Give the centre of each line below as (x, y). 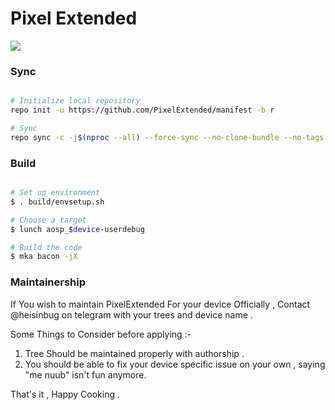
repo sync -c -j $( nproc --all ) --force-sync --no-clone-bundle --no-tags (167, 137)
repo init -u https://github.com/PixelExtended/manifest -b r (142, 110)
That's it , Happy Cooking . (65, 394)
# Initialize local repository (75, 101)
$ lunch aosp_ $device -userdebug (77, 229)
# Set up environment (55, 193)
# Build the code (46, 247)
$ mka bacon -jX (44, 257)
